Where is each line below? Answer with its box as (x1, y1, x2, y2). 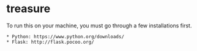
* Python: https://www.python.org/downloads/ (6, 33, 124, 39)
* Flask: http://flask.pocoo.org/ (6, 39, 95, 45)
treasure (6, 2, 51, 16)
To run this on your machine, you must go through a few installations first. (6, 22, 192, 29)
